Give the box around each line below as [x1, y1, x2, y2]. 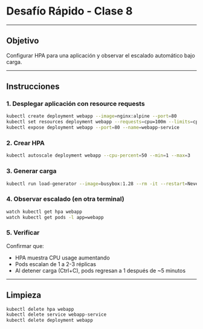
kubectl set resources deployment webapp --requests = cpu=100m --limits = [6, 119, 193, 125]
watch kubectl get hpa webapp [6, 209, 83, 215]
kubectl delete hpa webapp [6, 306, 74, 312]
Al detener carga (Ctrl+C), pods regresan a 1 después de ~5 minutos [14, 267, 186, 274]
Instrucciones [6, 82, 60, 92]
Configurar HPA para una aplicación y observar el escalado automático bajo [6, 51, 195, 59]
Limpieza [6, 290, 41, 301]
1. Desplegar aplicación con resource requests [6, 100, 145, 108]
